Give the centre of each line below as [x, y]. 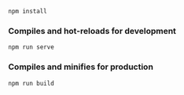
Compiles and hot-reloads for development [92, 31]
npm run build [31, 83]
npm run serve [31, 47]
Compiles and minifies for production [81, 67]
